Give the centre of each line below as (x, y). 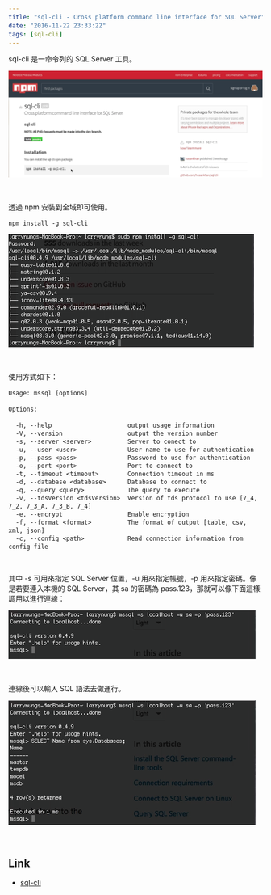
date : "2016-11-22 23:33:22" (57, 25)
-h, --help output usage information (115, 425)
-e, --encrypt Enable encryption (102, 514)
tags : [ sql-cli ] (35, 34)
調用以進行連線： (37, 598)
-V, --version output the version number (117, 433)
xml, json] (27, 530)
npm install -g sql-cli (48, 223)
